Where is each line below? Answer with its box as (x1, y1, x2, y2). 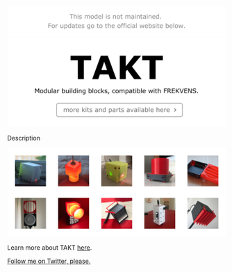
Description (7, 134, 40, 142)
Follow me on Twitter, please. (7, 257, 91, 266)
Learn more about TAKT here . (7, 243, 92, 252)
